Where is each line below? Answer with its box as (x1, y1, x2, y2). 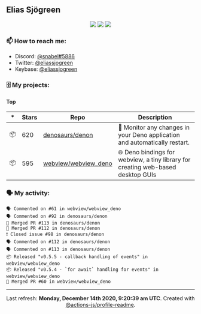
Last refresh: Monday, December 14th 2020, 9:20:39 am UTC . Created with (6, 294, 195, 302)
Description (138, 113, 172, 122)
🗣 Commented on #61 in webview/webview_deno (6, 205, 121, 212)
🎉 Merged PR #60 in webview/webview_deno (6, 279, 111, 285)
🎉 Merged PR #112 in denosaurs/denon (6, 225, 100, 231)
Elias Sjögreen (6, 5, 61, 15)
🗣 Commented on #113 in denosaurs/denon (6, 246, 111, 252)
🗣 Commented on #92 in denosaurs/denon (6, 213, 108, 219)
